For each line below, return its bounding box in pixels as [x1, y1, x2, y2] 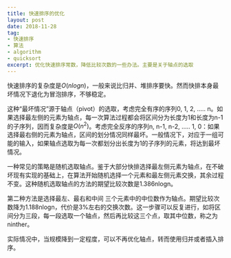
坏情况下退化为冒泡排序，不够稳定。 [7, 90, 110, 98]
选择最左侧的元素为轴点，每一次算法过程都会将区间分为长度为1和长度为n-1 [12, 113, 223, 121]
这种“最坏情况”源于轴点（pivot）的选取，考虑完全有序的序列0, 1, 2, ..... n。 [7, 104, 217, 112]
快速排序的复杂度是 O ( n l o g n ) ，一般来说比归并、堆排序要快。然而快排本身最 [7, 81, 219, 90]
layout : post [7, 17, 45, 23]
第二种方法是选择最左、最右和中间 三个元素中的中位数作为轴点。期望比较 [7, 195, 214, 203]
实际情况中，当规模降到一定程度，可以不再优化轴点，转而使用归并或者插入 [7, 235, 218, 244]
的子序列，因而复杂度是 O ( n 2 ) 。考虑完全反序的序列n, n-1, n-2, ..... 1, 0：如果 [7, 121, 220, 130]
